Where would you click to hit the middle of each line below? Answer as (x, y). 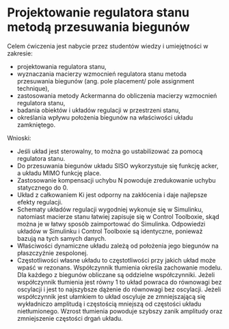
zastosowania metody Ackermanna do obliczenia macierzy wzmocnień (117, 95)
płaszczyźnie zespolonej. (53, 253)
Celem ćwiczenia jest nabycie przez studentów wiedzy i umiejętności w (108, 46)
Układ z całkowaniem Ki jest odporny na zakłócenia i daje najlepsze (112, 195)
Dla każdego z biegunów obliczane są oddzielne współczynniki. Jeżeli (116, 274)
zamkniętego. (36, 124)
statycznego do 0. (42, 187)
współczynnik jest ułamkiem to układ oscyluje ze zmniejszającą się (111, 296)
